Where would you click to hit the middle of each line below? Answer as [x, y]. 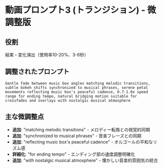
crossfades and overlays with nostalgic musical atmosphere [68, 100]
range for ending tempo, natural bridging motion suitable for [71, 96]
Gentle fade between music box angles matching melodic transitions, [78, 83]
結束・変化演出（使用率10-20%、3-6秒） [47, 55]
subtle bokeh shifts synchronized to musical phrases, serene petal [77, 87]
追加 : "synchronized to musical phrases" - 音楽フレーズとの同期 [77, 136]
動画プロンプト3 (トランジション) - [75, 10]
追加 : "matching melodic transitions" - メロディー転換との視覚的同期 [81, 129]
